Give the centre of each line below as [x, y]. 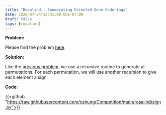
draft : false [19, 19]
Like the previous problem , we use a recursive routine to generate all [75, 67]
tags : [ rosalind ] [23, 24]
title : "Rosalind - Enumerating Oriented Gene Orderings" [66, 10]
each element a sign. [27, 77]
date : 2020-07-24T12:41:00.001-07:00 [44, 14]
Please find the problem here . [36, 47]
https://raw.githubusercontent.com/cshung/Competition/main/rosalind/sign [84, 102]
